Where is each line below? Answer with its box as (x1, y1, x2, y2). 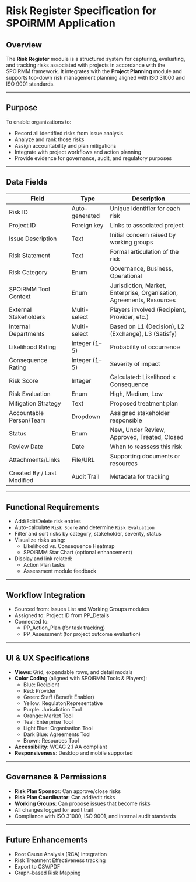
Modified (9, 476, 34, 484)
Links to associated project (110, 221, 184, 229)
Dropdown (71, 412, 100, 420)
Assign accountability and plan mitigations (14, 142, 117, 149)
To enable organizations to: (6, 118, 72, 125)
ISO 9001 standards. (6, 80, 55, 87)
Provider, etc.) (110, 312, 149, 321)
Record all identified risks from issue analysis (14, 130, 124, 137)
